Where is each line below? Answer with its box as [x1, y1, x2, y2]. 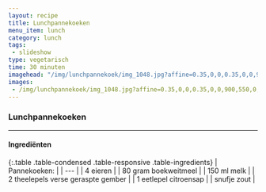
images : [8, 78, 34, 86]
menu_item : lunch [8, 26, 66, 34]
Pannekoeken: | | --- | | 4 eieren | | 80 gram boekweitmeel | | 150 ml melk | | [8, 166, 255, 175]
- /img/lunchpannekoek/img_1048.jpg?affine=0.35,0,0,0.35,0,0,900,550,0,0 [11, 85, 264, 94]
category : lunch [8, 33, 62, 42]
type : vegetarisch [8, 56, 69, 64]
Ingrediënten [8, 140, 51, 149]
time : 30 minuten [8, 63, 66, 71]
